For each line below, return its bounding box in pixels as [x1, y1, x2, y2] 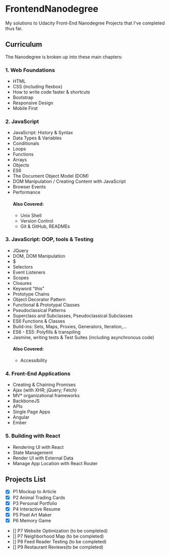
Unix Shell [20, 212, 42, 219]
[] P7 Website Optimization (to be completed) [12, 527, 108, 534]
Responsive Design [12, 100, 54, 106]
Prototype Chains [12, 291, 50, 297]
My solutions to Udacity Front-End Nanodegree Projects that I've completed [5, 20, 165, 26]
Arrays [12, 157, 27, 163]
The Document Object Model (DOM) [12, 173, 89, 179]
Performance [12, 189, 41, 196]
